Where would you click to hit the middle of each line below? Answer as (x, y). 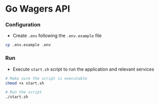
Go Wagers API (38, 9)
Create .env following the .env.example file (57, 36)
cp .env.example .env (28, 45)
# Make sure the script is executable (46, 78)
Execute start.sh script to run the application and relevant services (83, 69)
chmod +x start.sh (25, 83)
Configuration (23, 25)
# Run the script (24, 92)
